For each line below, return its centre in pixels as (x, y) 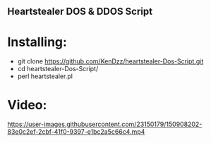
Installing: (37, 42)
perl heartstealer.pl (45, 76)
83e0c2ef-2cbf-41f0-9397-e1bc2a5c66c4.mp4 (76, 132)
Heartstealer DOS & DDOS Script (80, 12)
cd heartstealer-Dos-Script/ (58, 69)
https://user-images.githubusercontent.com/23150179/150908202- (105, 124)
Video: (27, 105)
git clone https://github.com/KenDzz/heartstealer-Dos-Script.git (110, 61)
